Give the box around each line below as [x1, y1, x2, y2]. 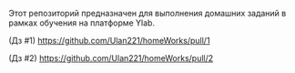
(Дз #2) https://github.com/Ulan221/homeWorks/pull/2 [8, 53, 214, 63]
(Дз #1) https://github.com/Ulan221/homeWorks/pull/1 [8, 36, 210, 46]
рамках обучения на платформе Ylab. [8, 17, 156, 28]
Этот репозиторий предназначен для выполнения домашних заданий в [8, 8, 287, 18]
